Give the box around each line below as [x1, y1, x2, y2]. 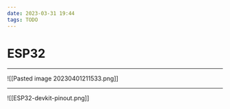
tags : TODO [7, 16, 38, 23]
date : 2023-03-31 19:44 [7, 10, 75, 17]
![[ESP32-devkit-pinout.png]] [7, 94, 90, 102]
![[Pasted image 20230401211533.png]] [7, 74, 118, 82]
